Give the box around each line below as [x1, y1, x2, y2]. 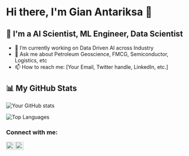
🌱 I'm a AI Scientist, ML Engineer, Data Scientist [6, 29, 183, 39]
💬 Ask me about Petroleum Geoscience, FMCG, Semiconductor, [14, 51, 169, 58]
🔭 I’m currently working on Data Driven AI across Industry [14, 44, 154, 51]
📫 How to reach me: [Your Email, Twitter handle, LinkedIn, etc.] [14, 64, 168, 70]
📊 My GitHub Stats [6, 84, 77, 94]
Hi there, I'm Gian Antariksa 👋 [6, 5, 153, 19]
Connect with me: [6, 128, 58, 136]
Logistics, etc [14, 57, 48, 64]
